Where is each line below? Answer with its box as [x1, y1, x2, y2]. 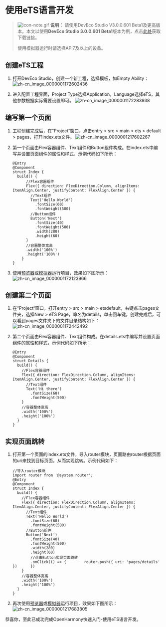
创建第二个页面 [5, 291, 51, 299]
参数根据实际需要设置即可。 [16, 97, 74, 103]
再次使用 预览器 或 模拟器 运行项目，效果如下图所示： [12, 601, 118, 607]
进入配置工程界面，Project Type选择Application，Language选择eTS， [12, 91, 156, 97]
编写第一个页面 [5, 113, 51, 122]
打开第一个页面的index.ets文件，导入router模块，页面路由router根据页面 [12, 451, 161, 457]
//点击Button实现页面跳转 [30, 555, 78, 560]
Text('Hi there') [25, 387, 62, 392]
